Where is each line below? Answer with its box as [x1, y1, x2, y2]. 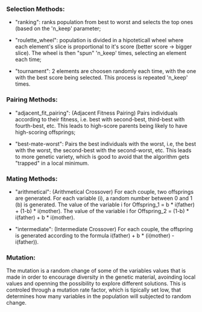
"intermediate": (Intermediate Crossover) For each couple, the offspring [14, 225, 193, 232]
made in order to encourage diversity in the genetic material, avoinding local [6, 273, 196, 281]
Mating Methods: [6, 174, 58, 183]
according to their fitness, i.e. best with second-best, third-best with [14, 115, 185, 123]
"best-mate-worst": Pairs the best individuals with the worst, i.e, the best [14, 140, 197, 147]
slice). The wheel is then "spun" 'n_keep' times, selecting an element [14, 49, 187, 57]
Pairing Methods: [6, 95, 58, 104]
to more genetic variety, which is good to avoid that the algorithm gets [14, 153, 190, 160]
